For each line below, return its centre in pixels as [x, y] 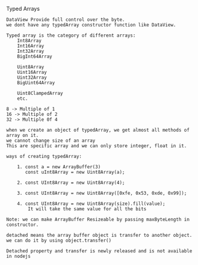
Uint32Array [32, 78]
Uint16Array [32, 72]
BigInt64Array [35, 56]
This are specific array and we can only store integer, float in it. [97, 146]
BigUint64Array [36, 83]
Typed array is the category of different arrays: [71, 35]
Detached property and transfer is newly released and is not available [99, 251]
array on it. [23, 135]
